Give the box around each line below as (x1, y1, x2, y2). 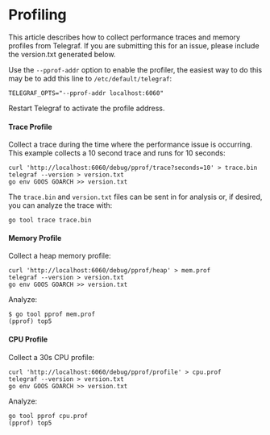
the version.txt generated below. (8, 49, 116, 59)
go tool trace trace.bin (8, 216, 92, 225)
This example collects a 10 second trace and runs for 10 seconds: (8, 148, 226, 158)
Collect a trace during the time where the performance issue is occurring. (8, 139, 252, 150)
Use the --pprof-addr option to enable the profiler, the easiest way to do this (8, 64, 263, 74)
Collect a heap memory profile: (8, 251, 111, 261)
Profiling (8, 6, 67, 24)
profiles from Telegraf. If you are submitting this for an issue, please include (8, 40, 260, 50)
